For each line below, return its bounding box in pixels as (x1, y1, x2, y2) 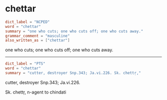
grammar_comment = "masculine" (5, 33, 70, 38)
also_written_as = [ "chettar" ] (5, 38, 70, 43)
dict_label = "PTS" (5, 61, 46, 66)
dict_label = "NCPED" (5, 19, 50, 24)
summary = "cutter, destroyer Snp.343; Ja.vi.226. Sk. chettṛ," (5, 71, 141, 76)
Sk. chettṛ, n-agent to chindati (5, 89, 66, 95)
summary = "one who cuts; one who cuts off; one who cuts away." (5, 28, 143, 34)
